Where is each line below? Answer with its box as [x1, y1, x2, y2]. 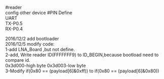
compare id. [5, 57, 30, 63]
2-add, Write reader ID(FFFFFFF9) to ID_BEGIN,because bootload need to [5, 52, 159, 58]
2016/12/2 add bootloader [5, 35, 59, 42]
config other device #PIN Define [5, 10, 72, 16]
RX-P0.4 [5, 26, 23, 32]
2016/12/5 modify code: [5, 41, 55, 47]
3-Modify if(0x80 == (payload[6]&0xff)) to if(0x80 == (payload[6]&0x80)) [5, 68, 159, 74]
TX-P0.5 [5, 20, 23, 26]
